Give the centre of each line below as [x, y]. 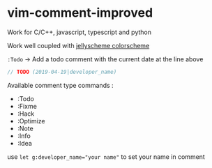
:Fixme [27, 106]
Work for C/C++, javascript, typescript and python [79, 32]
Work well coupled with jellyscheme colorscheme [78, 45]
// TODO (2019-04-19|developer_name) [62, 72]
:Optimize [31, 121]
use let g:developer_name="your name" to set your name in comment [106, 156]
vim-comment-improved [80, 13]
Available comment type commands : [60, 85]
